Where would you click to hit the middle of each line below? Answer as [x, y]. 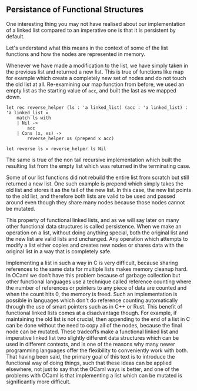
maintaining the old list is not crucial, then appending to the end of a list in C [98, 319]
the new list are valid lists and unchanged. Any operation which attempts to [97, 238]
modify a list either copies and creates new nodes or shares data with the [95, 245]
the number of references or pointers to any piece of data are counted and [96, 287]
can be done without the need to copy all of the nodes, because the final [94, 325]
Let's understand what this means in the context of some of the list [87, 48]
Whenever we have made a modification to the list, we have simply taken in [97, 65]
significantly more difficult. [39, 382]
